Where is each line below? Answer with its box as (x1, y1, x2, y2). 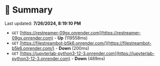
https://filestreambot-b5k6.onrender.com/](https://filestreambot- (21, 40, 152, 46)
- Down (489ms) (71, 55, 106, 61)
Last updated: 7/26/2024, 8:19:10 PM (4, 20, 81, 26)
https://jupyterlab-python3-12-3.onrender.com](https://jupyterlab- (21, 50, 155, 56)
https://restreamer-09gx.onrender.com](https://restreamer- (21, 30, 141, 35)
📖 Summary (4, 4, 53, 16)
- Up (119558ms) (54, 35, 88, 41)
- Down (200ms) (55, 45, 90, 51)
